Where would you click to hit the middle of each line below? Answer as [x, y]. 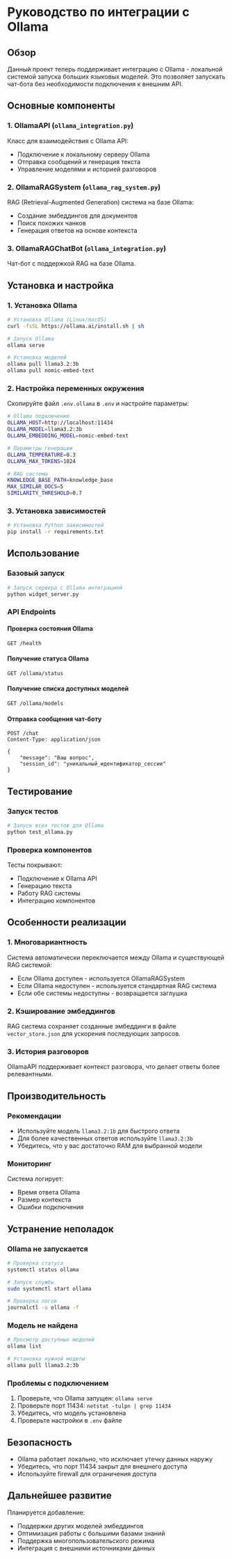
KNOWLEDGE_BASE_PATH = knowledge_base [60, 480]
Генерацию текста [44, 886]
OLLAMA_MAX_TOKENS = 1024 [42, 461]
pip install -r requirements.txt [56, 532]
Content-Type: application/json [54, 740]
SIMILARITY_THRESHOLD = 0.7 [44, 493]
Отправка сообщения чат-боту [55, 719]
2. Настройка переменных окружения [76, 389]
